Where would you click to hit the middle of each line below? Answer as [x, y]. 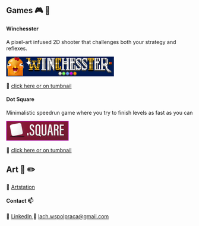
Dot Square [20, 99]
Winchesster [23, 29]
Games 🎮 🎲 [28, 10]
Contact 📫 [20, 201]
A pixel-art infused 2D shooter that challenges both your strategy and [91, 42]
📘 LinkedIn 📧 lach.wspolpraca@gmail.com [58, 216]
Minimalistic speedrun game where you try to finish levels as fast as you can [99, 112]
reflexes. [17, 48]
